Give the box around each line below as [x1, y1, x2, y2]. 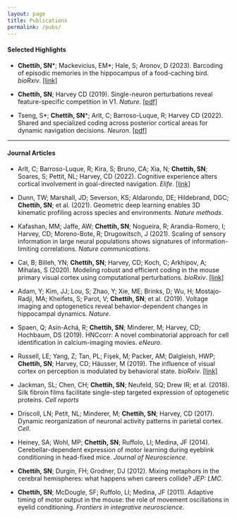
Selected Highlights [7, 45, 67, 54]
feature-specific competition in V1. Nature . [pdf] [17, 97, 157, 106]
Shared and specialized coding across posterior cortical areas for [17, 118, 208, 127]
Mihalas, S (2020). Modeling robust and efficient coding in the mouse [17, 266, 220, 274]
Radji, [17, 294, 34, 302]
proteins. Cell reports [17, 395, 79, 404]
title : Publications [7, 17, 68, 24]
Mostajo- [195, 287, 222, 295]
